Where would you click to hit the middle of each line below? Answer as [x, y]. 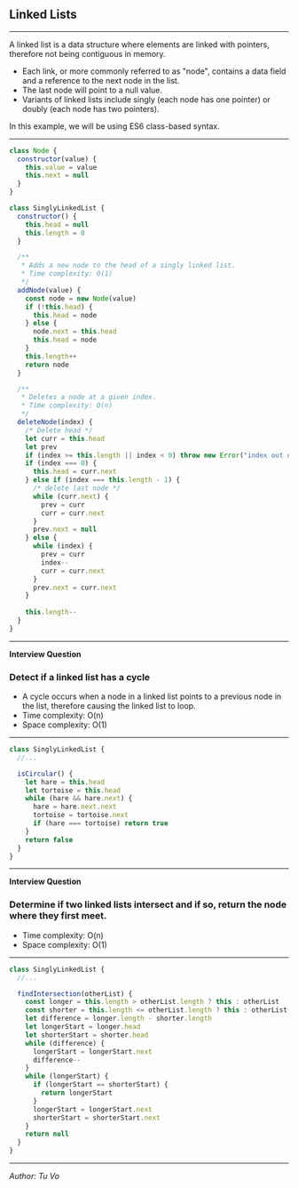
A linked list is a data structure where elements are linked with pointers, [140, 44]
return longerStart [77, 1093]
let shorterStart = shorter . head [87, 1035]
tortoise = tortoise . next [80, 815]
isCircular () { [45, 774]
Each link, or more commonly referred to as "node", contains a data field [154, 71]
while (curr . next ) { [71, 496]
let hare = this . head [65, 782]
